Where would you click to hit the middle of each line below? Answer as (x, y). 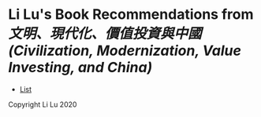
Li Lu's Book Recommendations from (131, 15)
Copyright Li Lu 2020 (43, 104)
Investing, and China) (80, 68)
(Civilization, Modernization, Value (125, 51)
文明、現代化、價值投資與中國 (105, 34)
